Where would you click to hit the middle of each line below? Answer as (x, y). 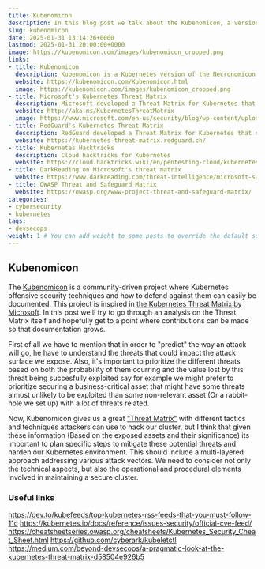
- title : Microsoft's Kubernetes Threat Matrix (88, 96)
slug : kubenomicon (38, 30)
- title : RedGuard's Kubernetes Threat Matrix (86, 126)
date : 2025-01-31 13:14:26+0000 (61, 38)
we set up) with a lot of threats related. (87, 403)
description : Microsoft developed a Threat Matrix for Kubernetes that (136, 104)
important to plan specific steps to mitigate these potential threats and (122, 443)
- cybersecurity (35, 206)
